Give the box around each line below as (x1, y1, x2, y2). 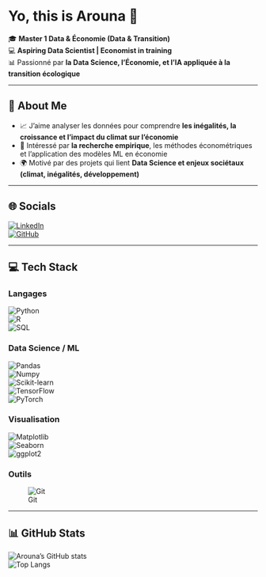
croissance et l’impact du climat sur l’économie (19, 132, 179, 142)
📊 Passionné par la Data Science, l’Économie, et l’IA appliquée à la (8, 57, 231, 66)
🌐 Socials (8, 199, 57, 213)
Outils (8, 469, 32, 480)
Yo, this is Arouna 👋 (8, 7, 139, 25)
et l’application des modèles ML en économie (19, 149, 168, 158)
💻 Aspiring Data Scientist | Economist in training (8, 45, 173, 55)
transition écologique (8, 69, 81, 78)
